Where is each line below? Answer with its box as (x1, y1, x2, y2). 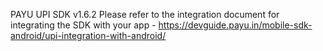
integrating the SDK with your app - (10, 19, 157, 31)
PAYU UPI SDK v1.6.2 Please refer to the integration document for (10, 9, 280, 20)
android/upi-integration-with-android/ (10, 30, 167, 41)
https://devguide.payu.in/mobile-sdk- (158, 19, 313, 31)
